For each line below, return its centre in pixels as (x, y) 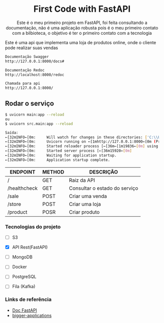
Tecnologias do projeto (33, 226)
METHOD (53, 172)
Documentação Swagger (27, 57)
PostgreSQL (24, 277)
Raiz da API (82, 180)
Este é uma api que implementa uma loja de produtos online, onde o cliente (81, 42)
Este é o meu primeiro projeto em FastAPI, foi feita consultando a (82, 23)
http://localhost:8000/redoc (35, 75)
